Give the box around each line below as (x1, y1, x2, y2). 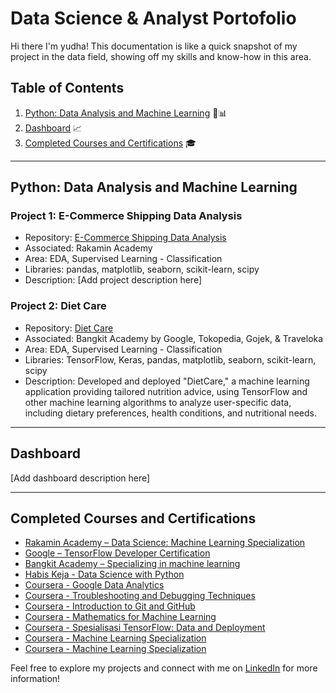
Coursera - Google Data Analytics (24, 579, 165, 591)
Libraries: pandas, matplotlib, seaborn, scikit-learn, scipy (24, 263, 260, 276)
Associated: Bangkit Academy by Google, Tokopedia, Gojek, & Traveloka (24, 332, 324, 344)
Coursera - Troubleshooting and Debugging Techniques (24, 590, 256, 602)
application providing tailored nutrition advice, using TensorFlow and (24, 385, 308, 397)
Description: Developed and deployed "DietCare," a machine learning (24, 375, 310, 387)
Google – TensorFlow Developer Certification (24, 547, 211, 559)
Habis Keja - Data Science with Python (24, 568, 185, 581)
